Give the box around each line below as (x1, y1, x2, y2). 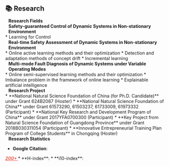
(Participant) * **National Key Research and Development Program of (5, 109, 151, 115)
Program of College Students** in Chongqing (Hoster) (5, 131, 118, 136)
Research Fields (8, 18, 43, 24)
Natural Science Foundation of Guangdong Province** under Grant (5, 120, 145, 126)
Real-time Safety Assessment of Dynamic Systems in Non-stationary (8, 39, 157, 45)
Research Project (8, 88, 46, 93)
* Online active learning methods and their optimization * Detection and (5, 50, 154, 56)
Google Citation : (12, 146, 48, 151)
